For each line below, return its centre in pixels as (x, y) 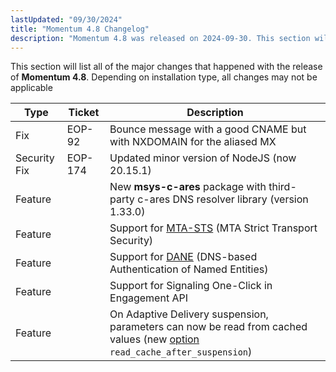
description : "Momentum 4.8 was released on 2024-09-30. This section (160, 38)
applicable (31, 88)
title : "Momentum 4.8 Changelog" (80, 29)
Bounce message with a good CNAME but (208, 129)
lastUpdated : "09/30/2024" (66, 19)
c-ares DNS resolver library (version (223, 199)
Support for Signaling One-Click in (191, 286)
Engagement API (148, 298)
